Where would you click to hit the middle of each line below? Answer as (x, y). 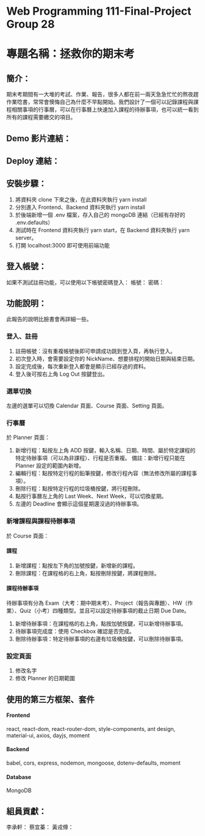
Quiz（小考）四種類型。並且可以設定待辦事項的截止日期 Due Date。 (105, 611)
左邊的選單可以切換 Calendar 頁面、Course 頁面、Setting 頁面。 (87, 405)
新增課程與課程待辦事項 (41, 522)
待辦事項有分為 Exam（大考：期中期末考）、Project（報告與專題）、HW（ (97, 603)
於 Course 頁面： (28, 536)
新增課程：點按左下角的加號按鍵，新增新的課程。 (77, 565)
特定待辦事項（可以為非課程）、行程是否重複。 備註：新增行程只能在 (100, 458)
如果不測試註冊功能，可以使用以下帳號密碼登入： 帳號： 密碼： (85, 282)
